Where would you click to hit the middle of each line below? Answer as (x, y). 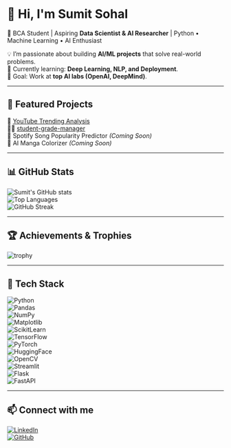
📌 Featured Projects (50, 104)
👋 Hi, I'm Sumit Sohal (68, 14)
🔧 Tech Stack (36, 284)
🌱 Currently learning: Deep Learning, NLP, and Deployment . (93, 69)
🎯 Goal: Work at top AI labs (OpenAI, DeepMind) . (77, 76)
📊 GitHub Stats (41, 172)
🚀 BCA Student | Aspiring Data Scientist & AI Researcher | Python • (103, 33)
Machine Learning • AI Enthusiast (55, 40)
